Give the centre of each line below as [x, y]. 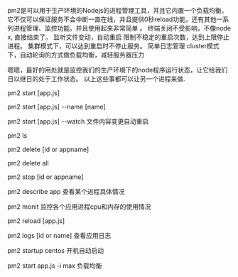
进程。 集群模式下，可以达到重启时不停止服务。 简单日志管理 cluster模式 [113, 46]
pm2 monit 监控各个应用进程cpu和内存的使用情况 [79, 207]
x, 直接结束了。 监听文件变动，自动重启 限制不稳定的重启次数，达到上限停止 [118, 37]
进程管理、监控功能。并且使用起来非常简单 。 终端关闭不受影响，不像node [122, 28]
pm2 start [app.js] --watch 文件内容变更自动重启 [78, 121]
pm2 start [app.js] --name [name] [57, 107]
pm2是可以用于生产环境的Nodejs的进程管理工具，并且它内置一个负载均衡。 [118, 10]
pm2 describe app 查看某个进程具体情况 [66, 191]
